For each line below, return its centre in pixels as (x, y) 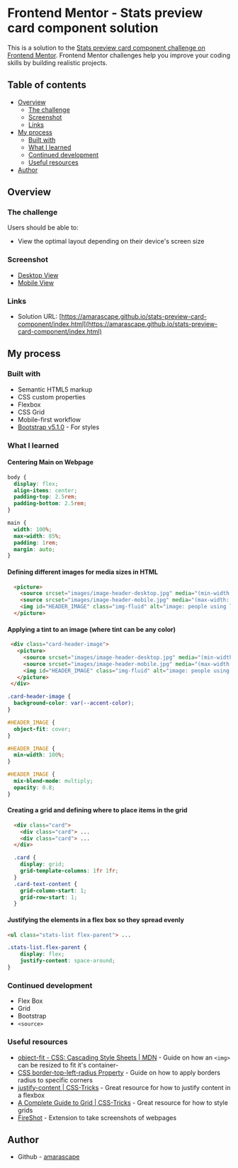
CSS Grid (31, 412)
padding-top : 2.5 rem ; (46, 497)
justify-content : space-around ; (68, 961)
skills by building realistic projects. (57, 62)
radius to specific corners (55, 1080)
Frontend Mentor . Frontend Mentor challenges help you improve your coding (119, 55)
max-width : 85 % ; (38, 536)
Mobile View (36, 283)
